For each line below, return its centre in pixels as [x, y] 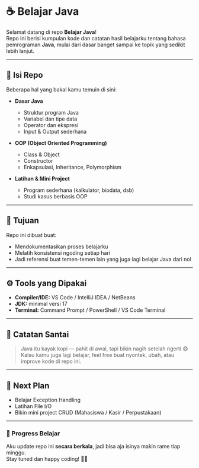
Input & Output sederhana [55, 131]
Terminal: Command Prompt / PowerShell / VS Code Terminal [90, 310]
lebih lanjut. [20, 50]
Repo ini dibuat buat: [31, 235]
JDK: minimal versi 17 [41, 304]
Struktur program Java [51, 112]
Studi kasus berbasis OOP [55, 196]
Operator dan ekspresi [51, 125]
